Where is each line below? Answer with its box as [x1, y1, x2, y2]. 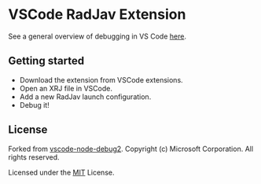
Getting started [8, 54, 85, 68]
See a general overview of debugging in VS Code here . [8, 31, 187, 41]
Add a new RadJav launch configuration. [19, 92, 152, 101]
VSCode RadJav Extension [8, 6, 186, 24]
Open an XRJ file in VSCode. [19, 83, 112, 93]
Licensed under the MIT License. [8, 167, 115, 177]
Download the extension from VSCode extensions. [19, 75, 183, 84]
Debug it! [19, 100, 50, 109]
